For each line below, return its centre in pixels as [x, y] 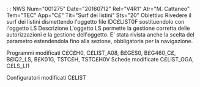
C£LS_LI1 [18, 66]
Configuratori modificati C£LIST [46, 78]
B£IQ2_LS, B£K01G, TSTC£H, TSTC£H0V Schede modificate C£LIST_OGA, [100, 59]
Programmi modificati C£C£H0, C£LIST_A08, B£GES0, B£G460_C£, [91, 53]
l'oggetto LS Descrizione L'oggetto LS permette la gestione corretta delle [98, 28]
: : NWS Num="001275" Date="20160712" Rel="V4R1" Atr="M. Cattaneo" [98, 9]
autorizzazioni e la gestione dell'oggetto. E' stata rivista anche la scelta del [100, 35]
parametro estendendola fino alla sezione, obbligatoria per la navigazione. [100, 41]
